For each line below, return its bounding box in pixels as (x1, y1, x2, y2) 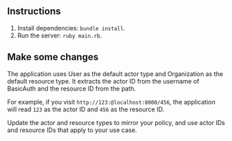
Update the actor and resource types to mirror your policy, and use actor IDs (7, 118, 225, 126)
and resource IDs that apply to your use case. (7, 126, 137, 134)
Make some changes (7, 51, 99, 63)
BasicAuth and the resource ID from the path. (7, 84, 136, 93)
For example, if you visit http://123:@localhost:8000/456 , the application (7, 97, 216, 106)
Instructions (7, 6, 61, 17)
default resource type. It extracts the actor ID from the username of (7, 77, 199, 85)
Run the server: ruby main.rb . (17, 31, 102, 39)
